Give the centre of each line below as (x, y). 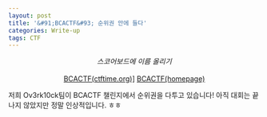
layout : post (30, 16)
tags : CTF (25, 38)
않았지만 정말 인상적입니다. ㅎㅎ (72, 105)
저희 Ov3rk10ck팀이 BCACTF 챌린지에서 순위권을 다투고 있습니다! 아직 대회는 (129, 96)
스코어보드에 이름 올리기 (134, 61)
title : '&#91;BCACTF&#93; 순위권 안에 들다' (78, 23)
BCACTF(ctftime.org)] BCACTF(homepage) (134, 79)
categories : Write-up (44, 30)
